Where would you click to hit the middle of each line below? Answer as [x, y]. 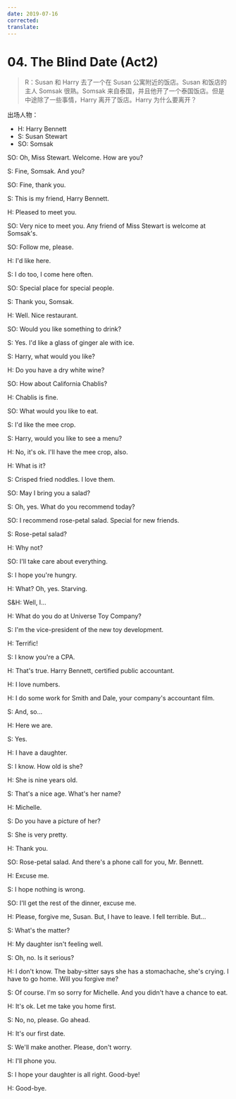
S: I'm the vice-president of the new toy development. [86, 630]
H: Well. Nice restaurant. [43, 315]
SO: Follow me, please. [41, 247]
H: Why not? [25, 548]
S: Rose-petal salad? [37, 534]
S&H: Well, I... [27, 602]
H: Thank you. [27, 849]
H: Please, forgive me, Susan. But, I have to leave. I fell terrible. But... [107, 917]
